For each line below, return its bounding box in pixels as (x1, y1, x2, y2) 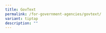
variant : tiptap (5, 16, 38, 21)
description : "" (5, 20, 38, 26)
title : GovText (5, 7, 36, 12)
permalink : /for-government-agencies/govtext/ (5, 12, 102, 16)
